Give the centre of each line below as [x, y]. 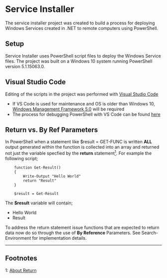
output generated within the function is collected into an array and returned [82, 147]
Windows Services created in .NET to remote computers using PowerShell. [82, 28]
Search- [150, 233]
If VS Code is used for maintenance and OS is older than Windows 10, [83, 103]
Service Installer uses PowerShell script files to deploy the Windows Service [83, 56]
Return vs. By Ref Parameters [52, 130]
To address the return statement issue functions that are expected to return [83, 228]
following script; [22, 159]
